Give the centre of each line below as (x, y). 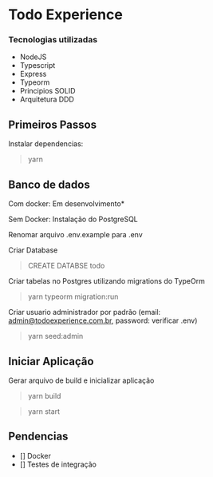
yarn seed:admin (55, 336)
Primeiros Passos (53, 124)
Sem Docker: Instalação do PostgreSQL (73, 219)
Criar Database (33, 250)
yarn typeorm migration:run (73, 296)
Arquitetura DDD (47, 99)
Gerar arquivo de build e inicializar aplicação (81, 380)
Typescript (37, 66)
